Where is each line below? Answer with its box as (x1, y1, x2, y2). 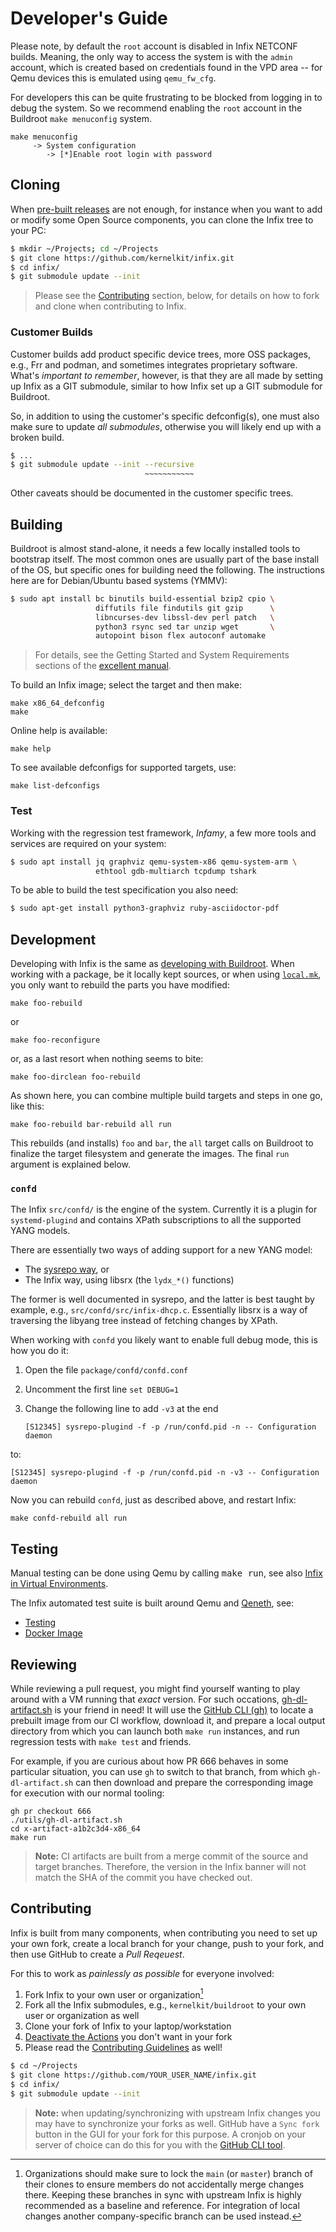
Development (10, 931, 97, 948)
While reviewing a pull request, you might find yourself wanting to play (10, 1683, 301, 1695)
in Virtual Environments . (10, 1578, 109, 1590)
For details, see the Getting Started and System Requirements (34, 649, 290, 661)
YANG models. (10, 1225, 71, 1237)
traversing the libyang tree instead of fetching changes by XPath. (10, 1315, 278, 1327)
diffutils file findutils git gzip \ (95, 603, 275, 613)
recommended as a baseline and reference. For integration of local (24, 2199, 300, 2211)
